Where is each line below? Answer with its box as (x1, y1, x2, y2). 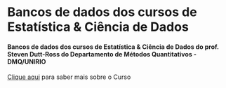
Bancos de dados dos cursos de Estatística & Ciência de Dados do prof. (7, 43, 219, 51)
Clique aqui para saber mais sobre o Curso (7, 73, 131, 81)
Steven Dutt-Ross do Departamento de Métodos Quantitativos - (7, 50, 197, 58)
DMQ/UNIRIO (7, 57, 46, 66)
